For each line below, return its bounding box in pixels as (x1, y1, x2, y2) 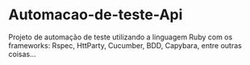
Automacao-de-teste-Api (8, 6, 183, 24)
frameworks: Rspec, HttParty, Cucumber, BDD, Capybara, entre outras (8, 40, 242, 50)
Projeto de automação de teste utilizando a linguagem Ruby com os (8, 32, 233, 42)
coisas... (8, 49, 36, 59)
